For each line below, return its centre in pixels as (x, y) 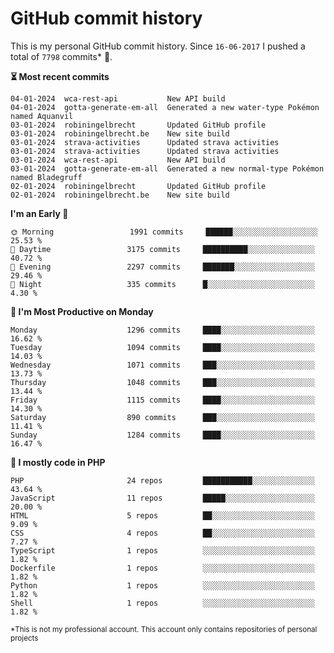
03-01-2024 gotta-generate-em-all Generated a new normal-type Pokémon (167, 168)
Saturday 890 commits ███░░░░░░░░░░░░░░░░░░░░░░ (162, 417)
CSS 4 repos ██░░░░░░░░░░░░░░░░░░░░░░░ (162, 533)
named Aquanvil (42, 116)
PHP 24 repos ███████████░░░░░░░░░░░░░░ (162, 480)
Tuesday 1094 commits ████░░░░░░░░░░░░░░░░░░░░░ (162, 347)
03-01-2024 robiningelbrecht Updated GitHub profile (138, 125)
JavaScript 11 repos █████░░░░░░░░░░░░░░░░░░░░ (162, 498)
